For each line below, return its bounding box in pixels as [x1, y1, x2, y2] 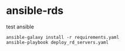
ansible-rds [6, 4, 64, 17]
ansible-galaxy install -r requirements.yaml [6, 34, 119, 40]
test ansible [6, 23, 34, 30]
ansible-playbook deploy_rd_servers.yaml [6, 39, 109, 45]
